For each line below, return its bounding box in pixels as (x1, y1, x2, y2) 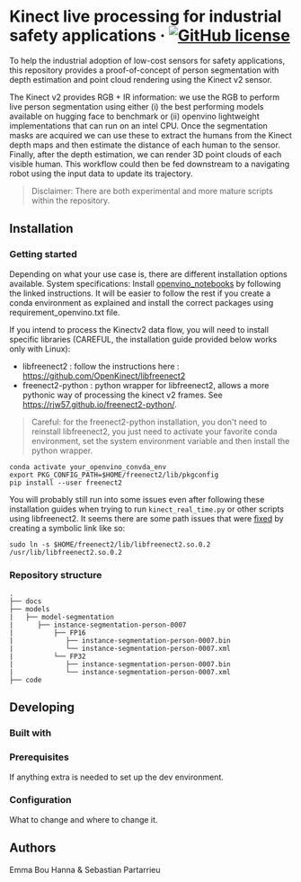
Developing (9, 699, 75, 716)
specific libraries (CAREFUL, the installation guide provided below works (9, 334, 278, 344)
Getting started (9, 248, 78, 261)
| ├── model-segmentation (9, 612, 115, 621)
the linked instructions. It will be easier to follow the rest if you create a (9, 288, 271, 298)
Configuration (9, 794, 72, 806)
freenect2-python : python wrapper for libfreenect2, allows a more (22, 379, 270, 390)
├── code (9, 675, 42, 684)
